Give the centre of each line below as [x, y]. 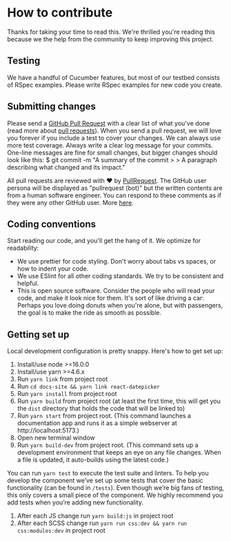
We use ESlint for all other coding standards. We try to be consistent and [120, 276]
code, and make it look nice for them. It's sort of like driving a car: [111, 298]
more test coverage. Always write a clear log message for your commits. [110, 145]
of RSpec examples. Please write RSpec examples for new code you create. [115, 85]
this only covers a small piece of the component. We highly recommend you [115, 495]
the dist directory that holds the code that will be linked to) [101, 409]
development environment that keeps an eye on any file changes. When [119, 453]
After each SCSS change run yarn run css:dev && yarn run [102, 523]
